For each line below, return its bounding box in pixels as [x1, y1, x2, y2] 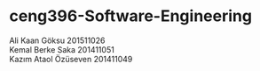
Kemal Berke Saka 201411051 [9, 44, 115, 54]
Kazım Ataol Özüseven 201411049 [9, 53, 133, 64]
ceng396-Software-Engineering [9, 6, 253, 26]
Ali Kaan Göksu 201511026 [9, 35, 106, 46]
